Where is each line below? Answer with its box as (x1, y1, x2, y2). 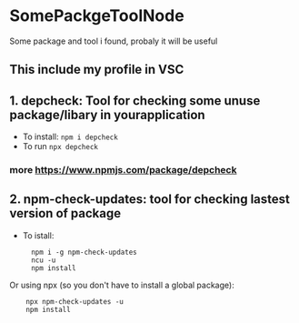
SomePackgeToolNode (9, 5, 184, 26)
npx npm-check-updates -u (25, 297, 125, 306)
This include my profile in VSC (9, 62, 184, 77)
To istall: (22, 229, 55, 241)
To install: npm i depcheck (22, 131, 118, 142)
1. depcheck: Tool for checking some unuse (9, 93, 261, 108)
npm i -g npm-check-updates (31, 247, 138, 257)
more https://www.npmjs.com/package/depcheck (9, 164, 237, 177)
